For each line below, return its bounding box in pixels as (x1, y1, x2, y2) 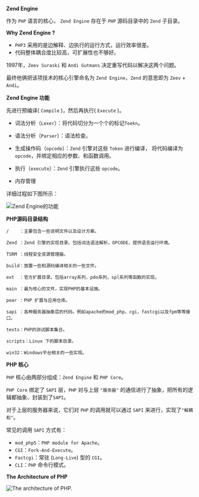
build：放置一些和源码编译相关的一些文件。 (6, 263, 99, 269)
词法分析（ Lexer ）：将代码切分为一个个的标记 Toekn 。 (14, 119, 144, 127)
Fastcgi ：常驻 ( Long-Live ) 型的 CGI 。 (14, 454, 105, 461)
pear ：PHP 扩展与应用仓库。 (6, 297, 70, 303)
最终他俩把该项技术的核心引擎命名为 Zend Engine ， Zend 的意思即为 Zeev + (6, 74, 186, 81)
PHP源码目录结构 (6, 215, 49, 222)
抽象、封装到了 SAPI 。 (16, 394, 70, 401)
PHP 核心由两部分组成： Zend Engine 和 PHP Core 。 (6, 374, 127, 380)
